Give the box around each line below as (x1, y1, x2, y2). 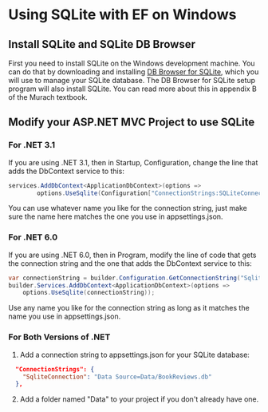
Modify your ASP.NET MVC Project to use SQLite (8, 116, 255, 129)
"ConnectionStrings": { (15, 365, 94, 373)
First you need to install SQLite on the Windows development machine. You (8, 58, 255, 68)
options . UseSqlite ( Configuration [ (37, 189, 152, 197)
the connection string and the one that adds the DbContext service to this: (8, 258, 253, 268)
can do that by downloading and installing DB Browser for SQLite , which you (8, 67, 259, 77)
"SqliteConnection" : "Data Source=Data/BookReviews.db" (22, 373, 213, 381)
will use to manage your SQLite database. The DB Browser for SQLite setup (8, 76, 256, 85)
